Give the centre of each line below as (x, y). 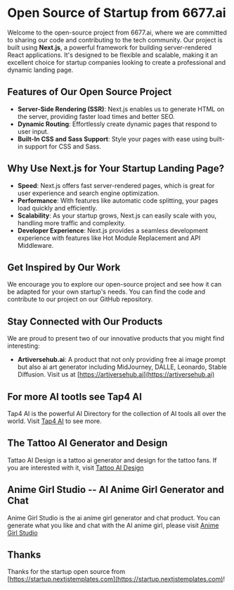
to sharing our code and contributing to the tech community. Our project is (115, 39)
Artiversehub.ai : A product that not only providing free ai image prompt (122, 360)
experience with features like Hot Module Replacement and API (109, 238)
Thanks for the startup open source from (66, 572)
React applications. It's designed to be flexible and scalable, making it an (112, 55)
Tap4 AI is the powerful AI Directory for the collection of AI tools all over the (117, 414)
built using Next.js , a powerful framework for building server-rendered (110, 47)
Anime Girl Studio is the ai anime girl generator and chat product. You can (114, 517)
